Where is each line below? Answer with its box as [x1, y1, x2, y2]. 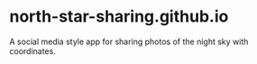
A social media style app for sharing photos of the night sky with [9, 36, 249, 47]
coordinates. [9, 45, 56, 56]
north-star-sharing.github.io [9, 6, 229, 27]
